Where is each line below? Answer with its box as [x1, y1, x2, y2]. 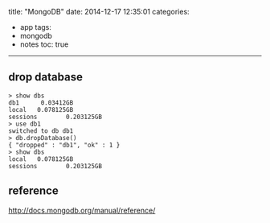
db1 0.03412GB [8, 98, 74, 107]
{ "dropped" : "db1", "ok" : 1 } [8, 141, 121, 149]
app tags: [19, 23, 52, 31]
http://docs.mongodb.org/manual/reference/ [8, 205, 156, 215]
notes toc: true [19, 39, 69, 49]
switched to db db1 [8, 126, 74, 135]
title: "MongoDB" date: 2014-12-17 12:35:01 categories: [8, 7, 190, 16]
